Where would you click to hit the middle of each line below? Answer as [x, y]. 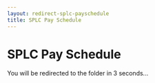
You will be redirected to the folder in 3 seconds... [78, 73]
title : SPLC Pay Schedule [44, 20]
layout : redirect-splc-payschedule [58, 13]
